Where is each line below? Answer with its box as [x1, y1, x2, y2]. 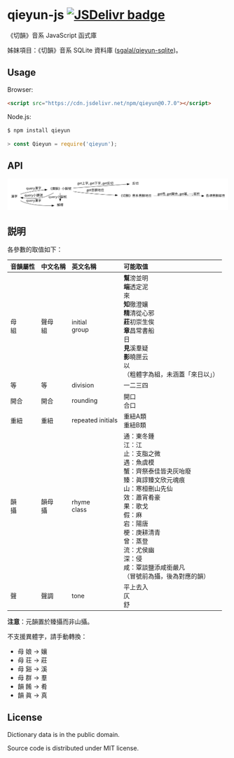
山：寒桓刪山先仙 [123, 484, 173, 493]
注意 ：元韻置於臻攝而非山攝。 [7, 617, 93, 626]
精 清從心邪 [123, 309, 155, 317]
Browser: [7, 85, 34, 94]
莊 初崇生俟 [123, 317, 155, 326]
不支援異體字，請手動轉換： [7, 632, 88, 640]
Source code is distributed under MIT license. [7, 743, 139, 752]
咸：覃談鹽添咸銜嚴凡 [123, 563, 186, 572]
